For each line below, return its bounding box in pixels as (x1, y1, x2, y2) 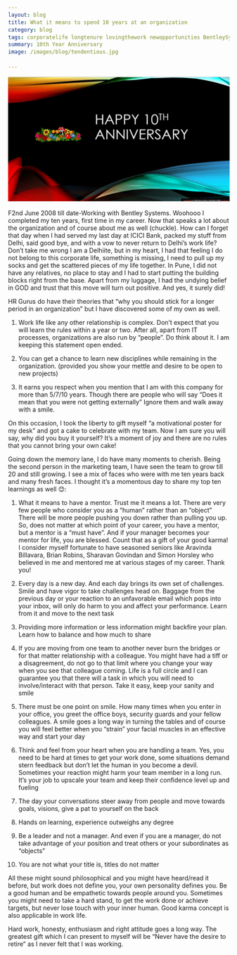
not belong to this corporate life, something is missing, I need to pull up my (8, 254, 224, 262)
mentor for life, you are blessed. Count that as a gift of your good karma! (18, 536, 229, 544)
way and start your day (18, 732, 85, 741)
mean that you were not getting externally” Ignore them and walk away (18, 398, 224, 406)
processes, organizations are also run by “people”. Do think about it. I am (18, 333, 229, 342)
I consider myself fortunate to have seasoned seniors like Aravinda (18, 544, 212, 552)
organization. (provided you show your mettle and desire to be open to (18, 362, 223, 371)
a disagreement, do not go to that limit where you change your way (18, 659, 213, 667)
